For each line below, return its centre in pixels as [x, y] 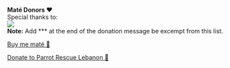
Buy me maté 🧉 [29, 44]
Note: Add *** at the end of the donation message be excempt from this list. [115, 31]
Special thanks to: [33, 17]
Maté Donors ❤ [30, 10]
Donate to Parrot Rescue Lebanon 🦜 [58, 57]
